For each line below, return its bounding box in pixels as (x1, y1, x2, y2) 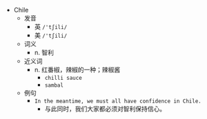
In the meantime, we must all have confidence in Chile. (34, 98, 201, 105)
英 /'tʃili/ (34, 23, 68, 30)
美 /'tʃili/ (34, 31, 68, 39)
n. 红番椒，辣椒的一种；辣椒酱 (34, 65, 121, 74)
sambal (44, 82, 64, 89)
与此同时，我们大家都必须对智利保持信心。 (44, 105, 166, 113)
